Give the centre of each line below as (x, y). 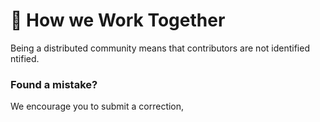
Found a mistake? (54, 84)
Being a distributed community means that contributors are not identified (160, 48)
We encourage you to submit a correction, (97, 106)
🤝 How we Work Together (118, 20)
